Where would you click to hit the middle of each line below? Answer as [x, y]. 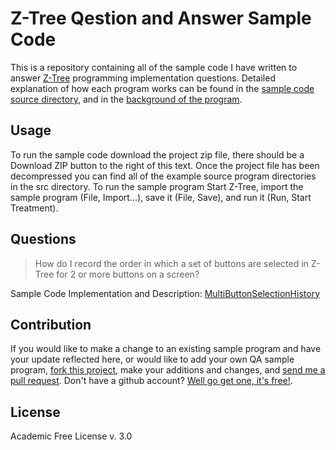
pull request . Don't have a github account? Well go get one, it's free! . [151, 381]
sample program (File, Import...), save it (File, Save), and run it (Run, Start [161, 197]
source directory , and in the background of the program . [126, 99]
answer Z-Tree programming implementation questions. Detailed [143, 78]
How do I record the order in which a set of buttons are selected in [171, 263]
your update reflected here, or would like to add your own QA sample [152, 359]
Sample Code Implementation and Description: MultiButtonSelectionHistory [165, 293]
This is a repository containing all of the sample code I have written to [154, 67]
